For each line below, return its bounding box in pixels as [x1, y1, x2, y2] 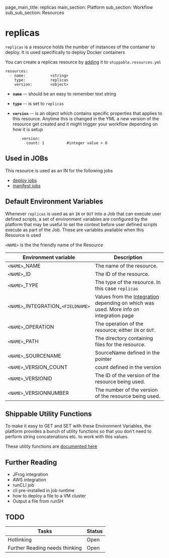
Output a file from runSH [12, 498, 64, 504]
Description [114, 254, 142, 261]
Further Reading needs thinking [8, 544, 82, 551]
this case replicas [95, 285, 138, 292]
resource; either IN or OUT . [95, 326, 156, 333]
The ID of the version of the [95, 372, 160, 379]
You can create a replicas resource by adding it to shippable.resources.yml [5, 59, 161, 65]
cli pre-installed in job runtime [12, 487, 74, 494]
